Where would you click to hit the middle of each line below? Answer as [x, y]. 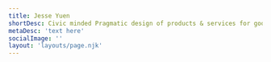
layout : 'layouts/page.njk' [56, 46]
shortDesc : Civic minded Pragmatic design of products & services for [129, 23]
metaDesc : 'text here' [46, 31]
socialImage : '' [35, 38]
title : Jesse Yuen [39, 16]
